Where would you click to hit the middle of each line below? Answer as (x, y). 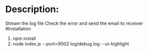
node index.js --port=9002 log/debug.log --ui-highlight (71, 43)
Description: (32, 9)
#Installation (18, 28)
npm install (24, 38)
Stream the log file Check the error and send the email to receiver (74, 23)
